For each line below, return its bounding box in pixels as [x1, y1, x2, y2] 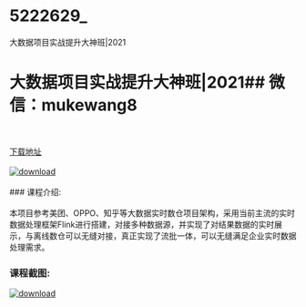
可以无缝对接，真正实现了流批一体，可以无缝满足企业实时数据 [65, 230, 297, 241]
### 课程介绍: [9, 186, 62, 197]
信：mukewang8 [9, 95, 138, 116]
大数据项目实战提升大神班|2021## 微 [9, 72, 285, 93]
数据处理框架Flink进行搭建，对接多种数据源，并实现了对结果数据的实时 [9, 219, 275, 230]
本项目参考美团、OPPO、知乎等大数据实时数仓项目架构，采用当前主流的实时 [9, 207, 296, 219]
